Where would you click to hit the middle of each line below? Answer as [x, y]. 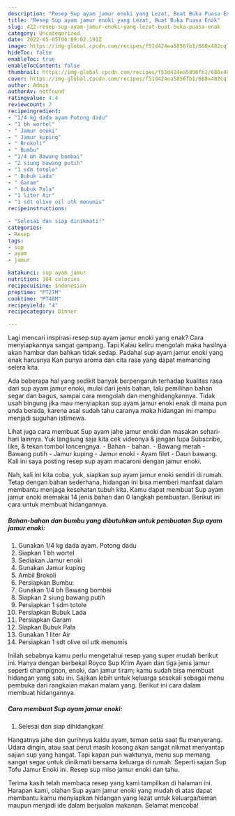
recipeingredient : [35, 111]
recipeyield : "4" [33, 305]
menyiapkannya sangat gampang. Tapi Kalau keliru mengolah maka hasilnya [117, 345]
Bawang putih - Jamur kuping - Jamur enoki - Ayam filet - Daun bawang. [113, 454]
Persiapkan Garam [45, 620]
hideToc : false [30, 53]
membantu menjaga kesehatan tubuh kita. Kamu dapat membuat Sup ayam [116, 490]
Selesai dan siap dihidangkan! [61, 727]
